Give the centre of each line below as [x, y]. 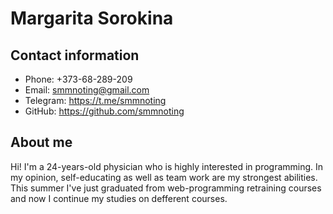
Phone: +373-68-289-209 [78, 79]
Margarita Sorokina [92, 18]
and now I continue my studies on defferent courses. [119, 198]
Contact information [75, 55]
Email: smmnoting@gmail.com [87, 90]
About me [41, 142]
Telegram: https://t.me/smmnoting [95, 100]
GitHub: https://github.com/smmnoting [104, 111]
